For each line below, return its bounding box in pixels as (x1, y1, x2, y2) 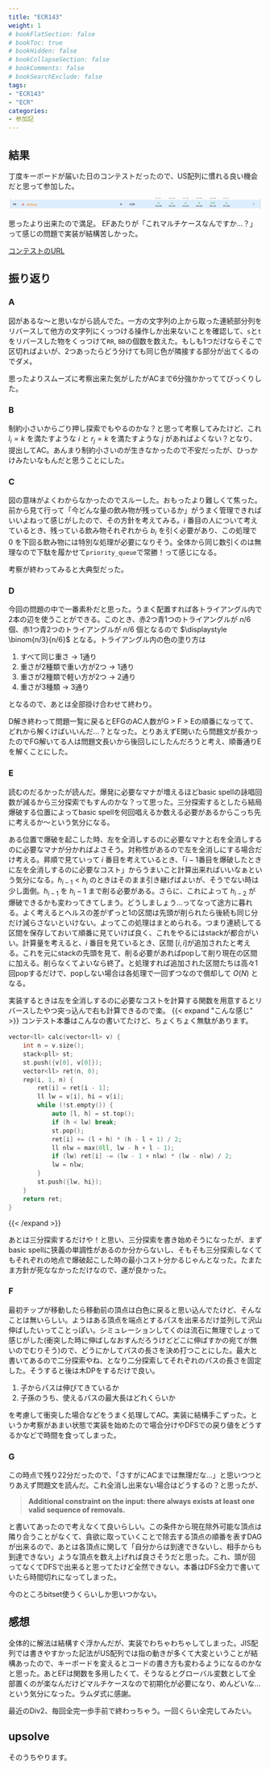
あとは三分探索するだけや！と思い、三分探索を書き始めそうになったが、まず (8, 1234, 263, 1244)
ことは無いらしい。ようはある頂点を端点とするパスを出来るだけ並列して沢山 (8, 1315, 263, 1325)
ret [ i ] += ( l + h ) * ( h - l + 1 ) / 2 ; (51, 1135, 182, 1143)
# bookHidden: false (8, 47, 78, 56)
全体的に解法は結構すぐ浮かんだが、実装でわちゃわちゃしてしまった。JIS (8, 1638, 251, 1648)
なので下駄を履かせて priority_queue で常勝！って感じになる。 (15, 547, 222, 557)
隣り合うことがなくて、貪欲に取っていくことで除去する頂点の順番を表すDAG (8, 1532, 263, 1542)
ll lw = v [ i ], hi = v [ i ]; (37, 1093, 125, 1101)
